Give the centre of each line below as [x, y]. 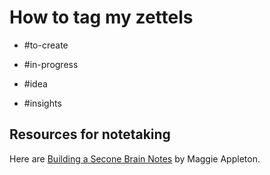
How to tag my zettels [101, 17]
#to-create [46, 45]
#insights [42, 103]
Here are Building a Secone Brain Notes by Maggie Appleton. [135, 158]
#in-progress [51, 64]
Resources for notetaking [90, 134]
